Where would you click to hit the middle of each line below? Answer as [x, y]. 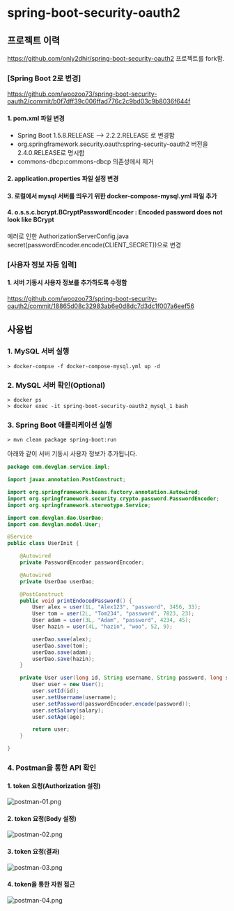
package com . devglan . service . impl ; [59, 467]
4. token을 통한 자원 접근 [41, 884]
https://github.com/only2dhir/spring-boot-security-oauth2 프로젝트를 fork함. [116, 58]
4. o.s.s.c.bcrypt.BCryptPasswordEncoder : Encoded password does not [115, 212]
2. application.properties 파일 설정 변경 [63, 179]
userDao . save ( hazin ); [64, 659]
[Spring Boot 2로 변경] [44, 78]
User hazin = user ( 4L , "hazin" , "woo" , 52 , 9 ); [102, 627]
